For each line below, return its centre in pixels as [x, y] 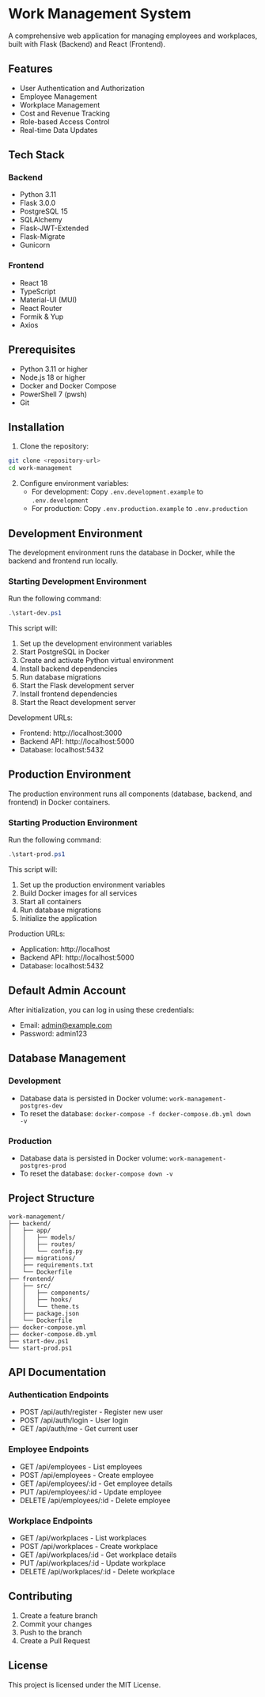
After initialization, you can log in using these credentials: [101, 1009]
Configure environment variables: [74, 483]
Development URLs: [41, 718]
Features [30, 69]
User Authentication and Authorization [82, 88]
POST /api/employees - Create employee [87, 1475]
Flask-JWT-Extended [54, 228]
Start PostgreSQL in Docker [64, 652]
